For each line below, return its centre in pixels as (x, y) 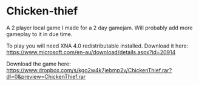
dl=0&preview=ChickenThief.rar (46, 76)
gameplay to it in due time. (39, 34)
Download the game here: (39, 64)
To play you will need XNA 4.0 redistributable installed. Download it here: (97, 46)
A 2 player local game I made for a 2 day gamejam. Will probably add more (99, 28)
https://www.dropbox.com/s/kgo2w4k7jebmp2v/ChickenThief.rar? (89, 70)
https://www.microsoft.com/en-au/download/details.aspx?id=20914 (91, 52)
